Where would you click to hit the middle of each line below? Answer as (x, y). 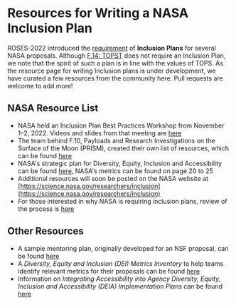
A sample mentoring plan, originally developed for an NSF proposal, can (123, 248)
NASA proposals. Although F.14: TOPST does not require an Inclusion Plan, (117, 56)
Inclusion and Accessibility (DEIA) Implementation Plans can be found (120, 286)
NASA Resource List (53, 108)
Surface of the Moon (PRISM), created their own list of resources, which (123, 148)
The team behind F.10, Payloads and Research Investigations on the (116, 140)
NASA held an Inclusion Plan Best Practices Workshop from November (121, 125)
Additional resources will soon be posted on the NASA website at (113, 178)
